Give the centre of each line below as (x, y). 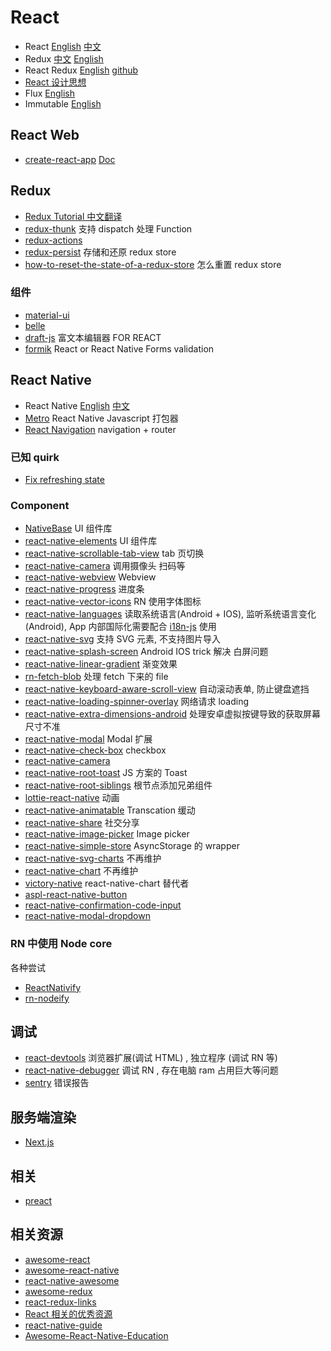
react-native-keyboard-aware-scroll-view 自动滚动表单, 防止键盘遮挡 (167, 689)
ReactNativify (53, 987)
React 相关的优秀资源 (68, 1313)
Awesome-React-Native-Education (96, 1335)
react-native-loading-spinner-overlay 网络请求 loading (137, 702)
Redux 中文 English (64, 58)
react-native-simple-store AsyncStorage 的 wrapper (132, 846)
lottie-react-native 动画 (72, 798)
